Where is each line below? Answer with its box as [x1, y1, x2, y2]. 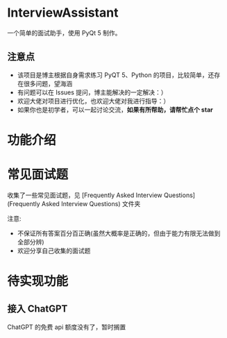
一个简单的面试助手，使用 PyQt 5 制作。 [7, 28, 121, 37]
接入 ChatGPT [7, 303, 68, 315]
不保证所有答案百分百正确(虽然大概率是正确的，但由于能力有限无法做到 [17, 229, 221, 237]
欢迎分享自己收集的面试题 [17, 246, 91, 255]
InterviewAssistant [7, 5, 119, 21]
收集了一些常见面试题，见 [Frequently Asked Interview [7, 191, 163, 199]
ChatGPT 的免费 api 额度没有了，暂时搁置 [7, 323, 126, 331]
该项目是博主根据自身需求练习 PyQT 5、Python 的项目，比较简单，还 [17, 71, 215, 79]
